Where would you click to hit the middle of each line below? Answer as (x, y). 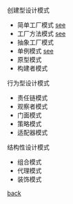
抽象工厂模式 (35, 42)
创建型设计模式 (28, 10)
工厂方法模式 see (41, 34)
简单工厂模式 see (41, 25)
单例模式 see (35, 51)
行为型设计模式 (28, 83)
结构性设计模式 (28, 147)
